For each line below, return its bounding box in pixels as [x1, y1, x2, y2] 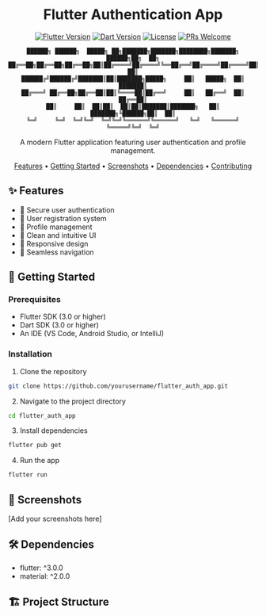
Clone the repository [19, 366, 87, 376]
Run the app [19, 456, 60, 465]
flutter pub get [8, 442, 62, 450]
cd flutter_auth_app [8, 411, 77, 419]
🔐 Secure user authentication [19, 205, 115, 215]
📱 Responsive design [19, 239, 89, 248]
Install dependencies [19, 426, 89, 435]
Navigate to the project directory [19, 396, 127, 406]
